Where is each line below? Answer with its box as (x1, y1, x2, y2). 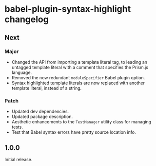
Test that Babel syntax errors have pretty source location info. (11, 129, 136, 135)
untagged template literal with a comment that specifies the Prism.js (11, 64, 149, 70)
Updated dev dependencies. (11, 109, 69, 115)
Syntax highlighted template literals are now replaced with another (11, 80, 145, 86)
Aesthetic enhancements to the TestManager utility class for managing (11, 119, 152, 125)
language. (11, 70, 32, 75)
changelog (4, 14, 49, 25)
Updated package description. (11, 114, 73, 119)
